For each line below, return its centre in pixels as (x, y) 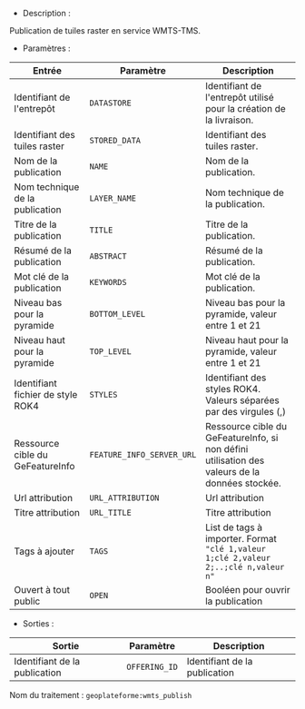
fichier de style (46, 394)
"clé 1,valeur (236, 549)
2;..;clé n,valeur (245, 567)
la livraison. (230, 120)
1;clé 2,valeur (238, 558)
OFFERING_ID (152, 667)
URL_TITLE (110, 512)
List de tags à (234, 527)
